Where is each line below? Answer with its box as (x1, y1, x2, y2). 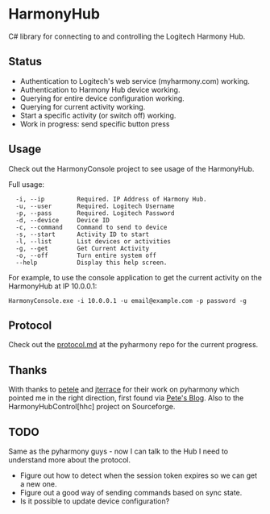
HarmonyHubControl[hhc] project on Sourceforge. (8, 402, 176, 412)
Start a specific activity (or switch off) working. (19, 110, 177, 120)
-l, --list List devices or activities (15, 237, 172, 246)
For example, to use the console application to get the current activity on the (8, 272, 262, 282)
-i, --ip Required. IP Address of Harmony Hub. (15, 195, 207, 203)
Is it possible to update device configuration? (19, 496, 170, 506)
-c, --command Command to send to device (15, 223, 168, 231)
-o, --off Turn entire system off (15, 251, 157, 259)
